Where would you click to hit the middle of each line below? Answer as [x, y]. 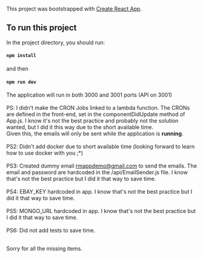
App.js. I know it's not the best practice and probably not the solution [92, 121]
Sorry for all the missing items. [45, 249]
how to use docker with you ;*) [45, 153]
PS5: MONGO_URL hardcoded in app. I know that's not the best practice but [101, 211]
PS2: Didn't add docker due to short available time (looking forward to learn [101, 147]
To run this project [42, 28]
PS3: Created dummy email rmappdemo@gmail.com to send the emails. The [101, 166]
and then [17, 69]
